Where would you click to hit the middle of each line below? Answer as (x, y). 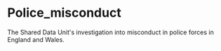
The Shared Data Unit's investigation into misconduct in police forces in (110, 32)
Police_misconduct (64, 13)
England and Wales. (36, 39)
